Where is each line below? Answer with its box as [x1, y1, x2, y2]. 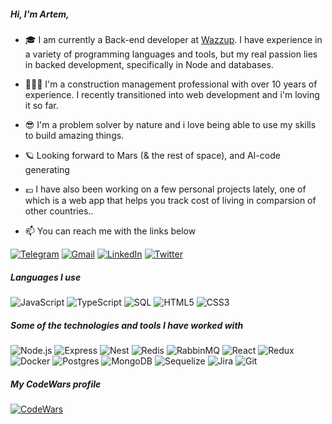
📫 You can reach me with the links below [24, 225, 197, 237]
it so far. [24, 99, 59, 111]
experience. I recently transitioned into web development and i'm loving [24, 88, 320, 100]
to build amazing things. [24, 129, 125, 141]
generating [24, 163, 70, 175]
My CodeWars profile [10, 378, 102, 390]
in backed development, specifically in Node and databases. [24, 58, 274, 70]
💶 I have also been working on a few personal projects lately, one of [24, 183, 307, 195]
